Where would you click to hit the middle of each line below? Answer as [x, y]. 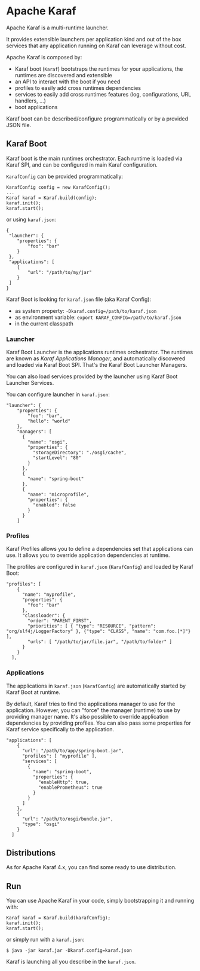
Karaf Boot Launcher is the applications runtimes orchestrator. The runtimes [100, 352]
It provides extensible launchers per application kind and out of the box [94, 39]
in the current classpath [44, 323]
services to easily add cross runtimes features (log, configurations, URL [103, 94]
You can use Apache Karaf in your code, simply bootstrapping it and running [100, 901]
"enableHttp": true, [64, 782]
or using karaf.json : [31, 219]
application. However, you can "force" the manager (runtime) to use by [93, 710]
